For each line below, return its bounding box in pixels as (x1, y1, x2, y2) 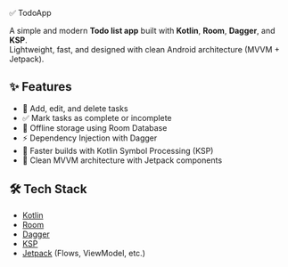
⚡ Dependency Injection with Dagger (21, 133, 158, 143)
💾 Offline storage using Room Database (21, 122, 168, 133)
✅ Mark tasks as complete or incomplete (21, 112, 172, 123)
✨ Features (9, 79, 72, 94)
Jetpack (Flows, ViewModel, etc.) (21, 247, 145, 258)
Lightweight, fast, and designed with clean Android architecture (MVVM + (9, 44, 281, 54)
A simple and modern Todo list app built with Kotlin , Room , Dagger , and (9, 26, 276, 36)
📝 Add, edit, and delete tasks (21, 102, 128, 114)
